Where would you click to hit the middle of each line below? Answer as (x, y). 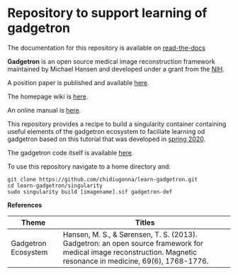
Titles (145, 223)
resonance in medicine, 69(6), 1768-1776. (136, 261)
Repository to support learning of (107, 13)
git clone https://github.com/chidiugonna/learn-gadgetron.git (103, 179)
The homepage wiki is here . (48, 96)
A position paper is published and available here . (79, 82)
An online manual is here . (44, 110)
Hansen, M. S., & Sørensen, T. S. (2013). (130, 234)
